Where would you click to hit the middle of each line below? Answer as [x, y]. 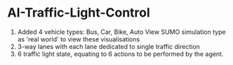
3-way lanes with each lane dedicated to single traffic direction [108, 46]
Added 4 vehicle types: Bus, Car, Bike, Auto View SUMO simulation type [121, 32]
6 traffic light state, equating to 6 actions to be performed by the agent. [120, 54]
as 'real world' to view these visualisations [79, 39]
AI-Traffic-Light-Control [79, 13]
